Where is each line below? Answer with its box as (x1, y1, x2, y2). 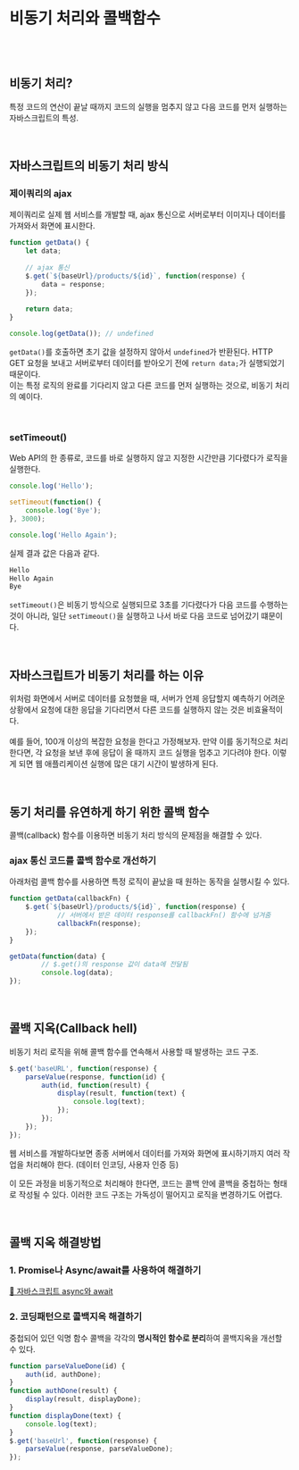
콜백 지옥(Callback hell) (9, 1021, 138, 1036)
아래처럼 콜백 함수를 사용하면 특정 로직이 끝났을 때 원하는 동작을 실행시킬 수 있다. (9, 876, 290, 887)
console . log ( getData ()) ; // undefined (9, 330, 154, 338)
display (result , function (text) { (56, 1089, 186, 1098)
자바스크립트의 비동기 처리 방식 (9, 158, 170, 174)
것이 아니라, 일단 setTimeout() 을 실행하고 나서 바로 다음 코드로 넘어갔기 (9, 611, 260, 622)
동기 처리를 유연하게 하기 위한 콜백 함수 (9, 805, 210, 820)
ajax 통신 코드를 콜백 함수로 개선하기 (9, 854, 156, 866)
